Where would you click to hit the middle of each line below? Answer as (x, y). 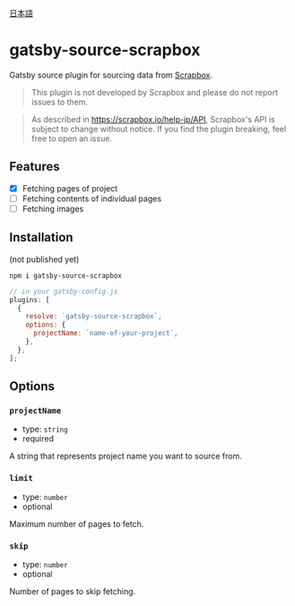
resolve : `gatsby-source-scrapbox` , (94, 316)
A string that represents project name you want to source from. (126, 456)
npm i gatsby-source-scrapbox (66, 276)
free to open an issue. (72, 138)
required (38, 439)
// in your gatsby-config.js (64, 291)
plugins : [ (30, 299)
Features (35, 167)
